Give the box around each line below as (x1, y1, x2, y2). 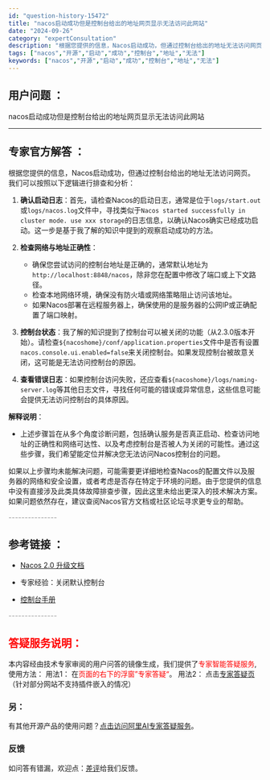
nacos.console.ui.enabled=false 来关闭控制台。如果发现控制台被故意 (19, 347, 248, 357)
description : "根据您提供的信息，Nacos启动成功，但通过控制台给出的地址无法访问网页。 (8, 42, 268, 50)
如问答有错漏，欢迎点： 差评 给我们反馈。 (8, 763, 142, 773)
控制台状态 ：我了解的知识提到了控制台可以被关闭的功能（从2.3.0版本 (19, 327, 248, 337)
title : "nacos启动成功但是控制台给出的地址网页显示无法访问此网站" (8, 19, 209, 27)
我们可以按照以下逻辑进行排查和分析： (8, 178, 135, 188)
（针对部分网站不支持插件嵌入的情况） (8, 679, 135, 689)
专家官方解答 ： (8, 145, 85, 159)
